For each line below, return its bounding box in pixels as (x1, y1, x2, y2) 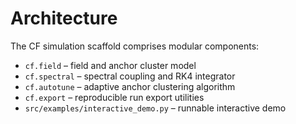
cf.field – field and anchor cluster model (24, 59, 197, 71)
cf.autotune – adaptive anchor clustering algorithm (24, 80, 236, 92)
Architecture (10, 7, 118, 30)
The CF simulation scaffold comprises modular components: (10, 40, 260, 52)
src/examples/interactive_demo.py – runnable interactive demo (24, 102, 287, 114)
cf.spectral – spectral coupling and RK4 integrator (24, 70, 236, 82)
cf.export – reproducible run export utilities (24, 91, 205, 103)
